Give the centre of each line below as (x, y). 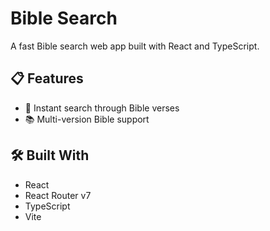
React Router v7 (58, 195)
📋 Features (47, 78)
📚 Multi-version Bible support (87, 119)
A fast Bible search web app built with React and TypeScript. (135, 46)
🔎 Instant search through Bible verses (102, 108)
